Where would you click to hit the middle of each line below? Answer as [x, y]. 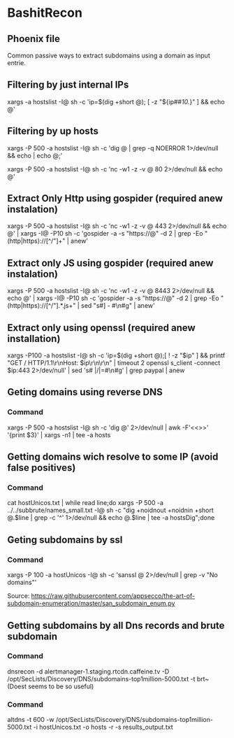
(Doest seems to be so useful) [51, 686]
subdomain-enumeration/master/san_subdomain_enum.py [91, 604]
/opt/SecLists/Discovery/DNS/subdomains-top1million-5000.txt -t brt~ [108, 679]
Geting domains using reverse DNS [85, 392]
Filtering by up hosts [53, 131]
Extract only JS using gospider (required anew [110, 263]
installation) [34, 338]
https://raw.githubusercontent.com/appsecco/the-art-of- [113, 596]
